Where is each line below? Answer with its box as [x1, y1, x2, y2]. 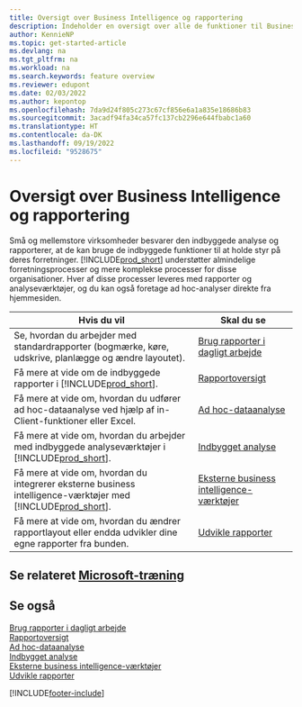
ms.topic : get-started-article [9, 38, 127, 48]
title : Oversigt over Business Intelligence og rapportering [9, 13, 244, 23]
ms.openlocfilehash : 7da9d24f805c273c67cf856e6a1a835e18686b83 [9, 105, 252, 114]
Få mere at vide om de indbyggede [13, 366, 161, 378]
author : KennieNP [9, 30, 75, 39]
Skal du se [219, 313, 267, 326]
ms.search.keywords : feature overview [9, 72, 155, 81]
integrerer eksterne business [13, 477, 136, 490]
